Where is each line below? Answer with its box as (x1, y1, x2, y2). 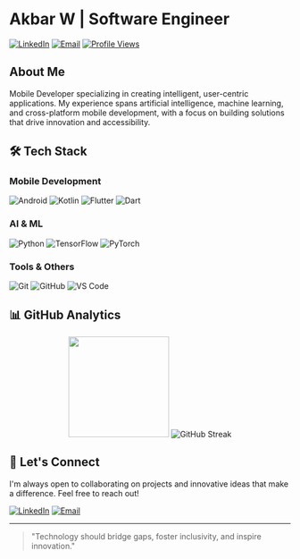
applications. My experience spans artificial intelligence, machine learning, (9, 97, 284, 108)
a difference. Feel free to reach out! (9, 487, 140, 498)
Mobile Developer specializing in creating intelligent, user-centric (9, 88, 249, 98)
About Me (9, 64, 65, 80)
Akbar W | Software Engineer (9, 9, 230, 30)
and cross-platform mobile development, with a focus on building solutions (9, 107, 285, 118)
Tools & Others (9, 260, 75, 273)
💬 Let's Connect (9, 454, 100, 470)
